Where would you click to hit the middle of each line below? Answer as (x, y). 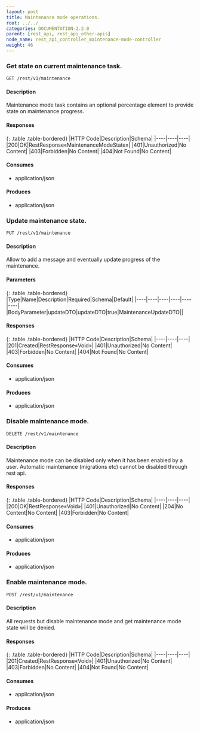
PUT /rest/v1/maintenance (38, 233)
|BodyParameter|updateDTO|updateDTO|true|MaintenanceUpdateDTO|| (95, 312)
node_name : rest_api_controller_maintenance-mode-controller (84, 40)
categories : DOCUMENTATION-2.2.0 (48, 28)
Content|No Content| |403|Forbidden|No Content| (68, 513)
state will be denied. (31, 627)
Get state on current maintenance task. (64, 66)
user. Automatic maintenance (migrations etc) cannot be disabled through (97, 466)
